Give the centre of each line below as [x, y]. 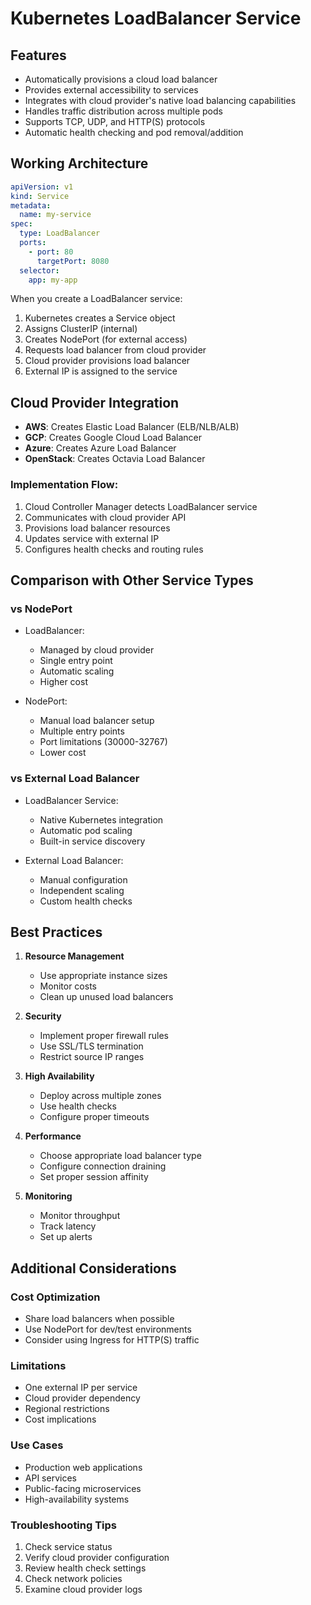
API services [50, 1478]
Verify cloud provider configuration [97, 1557]
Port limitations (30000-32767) [103, 742]
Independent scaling [82, 890]
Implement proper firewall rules [104, 1036]
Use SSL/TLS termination [91, 1046]
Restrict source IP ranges [92, 1057]
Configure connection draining [103, 1166]
